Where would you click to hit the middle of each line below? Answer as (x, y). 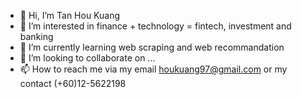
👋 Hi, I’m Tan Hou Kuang (70, 15)
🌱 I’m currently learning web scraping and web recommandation (152, 47)
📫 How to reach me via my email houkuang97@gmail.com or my (153, 69)
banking (36, 36)
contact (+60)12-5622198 (73, 83)
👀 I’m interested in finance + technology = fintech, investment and (155, 26)
